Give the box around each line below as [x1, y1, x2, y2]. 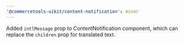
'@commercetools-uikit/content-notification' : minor [6, 8, 139, 15]
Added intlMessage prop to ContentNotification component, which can [6, 25, 179, 32]
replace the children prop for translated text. [6, 31, 115, 38]
